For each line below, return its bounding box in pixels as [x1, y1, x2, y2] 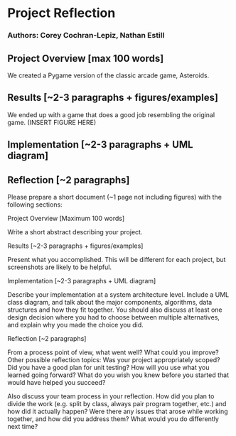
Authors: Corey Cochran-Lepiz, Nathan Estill [7, 31, 165, 40]
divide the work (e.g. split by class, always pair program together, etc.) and [7, 399, 227, 408]
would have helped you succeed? [7, 378, 106, 386]
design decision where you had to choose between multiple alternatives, [7, 312, 220, 321]
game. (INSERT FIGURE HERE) [7, 118, 97, 126]
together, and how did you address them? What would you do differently [7, 414, 219, 423]
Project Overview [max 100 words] [7, 52, 164, 65]
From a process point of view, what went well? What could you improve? [7, 348, 219, 356]
